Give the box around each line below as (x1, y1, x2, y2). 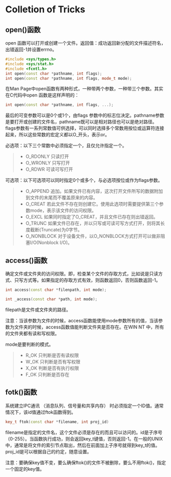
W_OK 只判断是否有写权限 (25, 358, 81, 364)
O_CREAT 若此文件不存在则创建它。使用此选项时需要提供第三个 (25, 201, 159, 207)
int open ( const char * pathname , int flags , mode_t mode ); (5, 76, 132, 81)
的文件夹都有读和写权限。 (5, 330, 60, 336)
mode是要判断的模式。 (5, 341, 54, 347)
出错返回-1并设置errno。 (5, 46, 57, 52)
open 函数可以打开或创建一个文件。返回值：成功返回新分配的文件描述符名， (5, 40, 166, 46)
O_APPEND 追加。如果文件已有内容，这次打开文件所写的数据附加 (25, 188, 163, 194)
